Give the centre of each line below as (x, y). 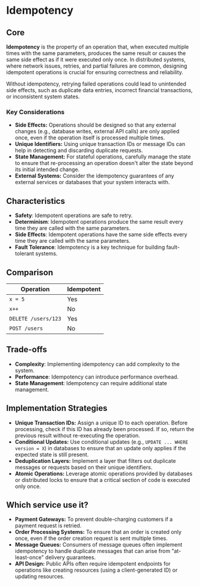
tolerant (24, 254)
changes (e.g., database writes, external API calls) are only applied (97, 132)
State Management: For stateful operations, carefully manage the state (103, 157)
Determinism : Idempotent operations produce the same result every (99, 222)
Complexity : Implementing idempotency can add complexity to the (97, 364)
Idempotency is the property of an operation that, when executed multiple (98, 47)
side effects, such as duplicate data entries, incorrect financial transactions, (99, 90)
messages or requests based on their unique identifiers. (84, 467)
